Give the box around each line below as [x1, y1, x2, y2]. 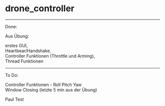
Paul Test [5, 96, 24, 102]
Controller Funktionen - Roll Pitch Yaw [5, 82, 82, 87]
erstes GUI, [5, 42, 28, 48]
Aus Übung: [5, 33, 29, 39]
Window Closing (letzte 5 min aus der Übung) [5, 86, 97, 93]
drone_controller [5, 3, 75, 14]
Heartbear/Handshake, [5, 47, 52, 54]
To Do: [5, 72, 19, 78]
